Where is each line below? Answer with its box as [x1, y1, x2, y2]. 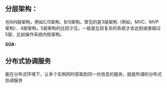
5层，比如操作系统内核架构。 [5, 31, 65, 37]
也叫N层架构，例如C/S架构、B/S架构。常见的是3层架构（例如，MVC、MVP [5, 19, 159, 25]
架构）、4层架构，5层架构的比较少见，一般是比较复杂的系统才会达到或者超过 [5, 25, 161, 31]
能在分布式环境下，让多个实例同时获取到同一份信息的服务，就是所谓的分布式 [5, 71, 162, 77]
